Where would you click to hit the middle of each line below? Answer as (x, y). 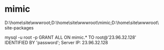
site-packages (19, 27)
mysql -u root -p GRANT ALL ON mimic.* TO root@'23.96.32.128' (70, 37)
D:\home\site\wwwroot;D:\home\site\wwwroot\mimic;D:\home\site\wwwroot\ (82, 23)
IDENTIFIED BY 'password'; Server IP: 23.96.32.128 (56, 42)
